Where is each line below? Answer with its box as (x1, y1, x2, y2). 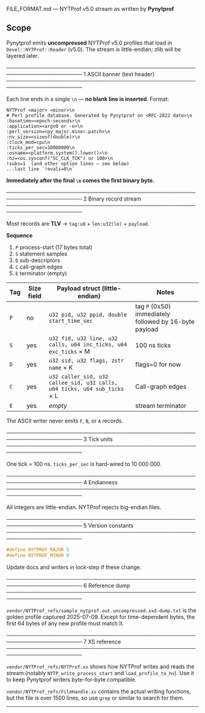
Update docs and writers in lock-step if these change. (6, 563, 142, 571)
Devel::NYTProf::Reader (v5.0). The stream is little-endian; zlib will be (6, 45, 181, 53)
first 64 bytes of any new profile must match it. (6, 619, 124, 627)
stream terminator (135, 401, 187, 410)
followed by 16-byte (135, 317, 195, 326)
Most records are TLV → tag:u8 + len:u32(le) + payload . (6, 220, 149, 227)
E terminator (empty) (15, 269, 67, 277)
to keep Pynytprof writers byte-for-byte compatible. (6, 676, 137, 683)
